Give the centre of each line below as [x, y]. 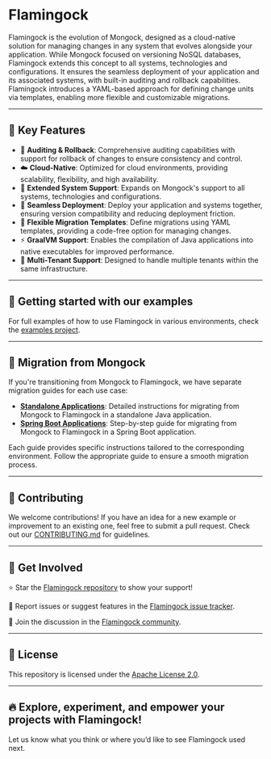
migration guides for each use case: [68, 390]
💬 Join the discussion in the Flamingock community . [95, 622]
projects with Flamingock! [75, 720]
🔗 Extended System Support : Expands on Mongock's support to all [132, 188]
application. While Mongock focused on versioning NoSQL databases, [125, 54]
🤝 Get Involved [46, 567]
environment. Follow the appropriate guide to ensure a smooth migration [129, 456]
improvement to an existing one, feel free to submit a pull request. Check [129, 526]
